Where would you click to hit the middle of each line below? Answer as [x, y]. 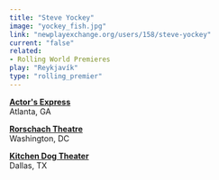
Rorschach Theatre [46, 129]
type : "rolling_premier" [56, 76]
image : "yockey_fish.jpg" [58, 26]
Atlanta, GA [30, 111]
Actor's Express [40, 102]
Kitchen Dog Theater [49, 156]
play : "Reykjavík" [44, 68]
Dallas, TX [28, 165]
